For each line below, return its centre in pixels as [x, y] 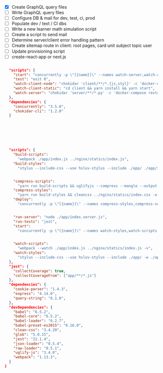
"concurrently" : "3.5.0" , [40, 106]
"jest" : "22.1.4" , [32, 339]
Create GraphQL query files [39, 7]
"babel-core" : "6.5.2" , [37, 316]
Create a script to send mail [39, 35]
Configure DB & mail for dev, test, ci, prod [53, 18]
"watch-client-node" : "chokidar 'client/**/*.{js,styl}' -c [75, 84]
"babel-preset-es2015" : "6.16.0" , [48, 326]
